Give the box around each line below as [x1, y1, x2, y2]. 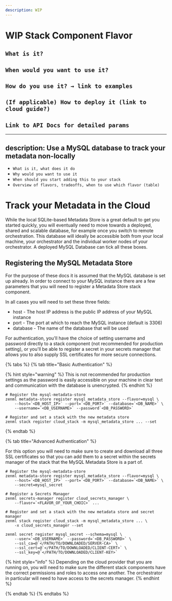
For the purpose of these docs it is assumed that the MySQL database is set [5, 272, 166, 278]
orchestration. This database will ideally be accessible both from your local [5, 233, 164, 239]
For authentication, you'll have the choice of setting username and [5, 335, 145, 341]
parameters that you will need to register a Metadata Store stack [5, 283, 141, 289]
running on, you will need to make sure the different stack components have [5, 564, 166, 570]
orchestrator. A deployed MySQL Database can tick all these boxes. [5, 243, 147, 250]
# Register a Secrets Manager [5, 491, 70, 496]
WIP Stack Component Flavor [5, 29, 133, 41]
